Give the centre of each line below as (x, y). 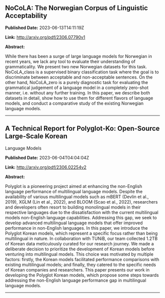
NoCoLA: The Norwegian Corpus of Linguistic (77, 8)
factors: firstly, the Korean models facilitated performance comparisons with (82, 259)
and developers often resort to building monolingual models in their (73, 207)
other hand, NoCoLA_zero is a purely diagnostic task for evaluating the (77, 82)
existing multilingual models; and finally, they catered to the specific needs (81, 265)
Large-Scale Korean (36, 136)
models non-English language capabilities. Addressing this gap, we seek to (81, 217)
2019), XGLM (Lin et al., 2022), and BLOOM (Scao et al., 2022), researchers (82, 202)
